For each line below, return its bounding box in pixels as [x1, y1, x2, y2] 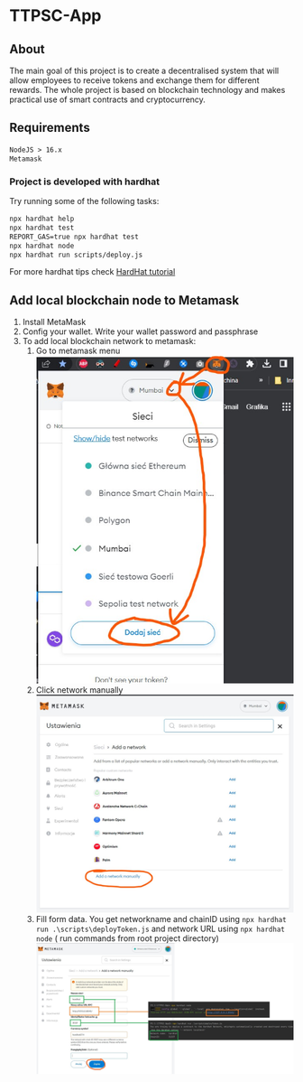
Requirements [9, 120, 90, 135]
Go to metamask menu [35, 345, 121, 356]
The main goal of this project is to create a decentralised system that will [9, 65, 280, 76]
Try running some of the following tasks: [9, 196, 160, 207]
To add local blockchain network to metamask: [22, 335, 197, 346]
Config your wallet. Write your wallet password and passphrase [22, 326, 259, 337]
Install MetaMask [22, 316, 87, 327]
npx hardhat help [9, 214, 75, 224]
